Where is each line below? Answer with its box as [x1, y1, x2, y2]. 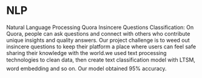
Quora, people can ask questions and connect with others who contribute [6, 30, 190, 37]
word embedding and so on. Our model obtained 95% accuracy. [6, 65, 167, 72]
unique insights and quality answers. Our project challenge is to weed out [6, 36, 190, 44]
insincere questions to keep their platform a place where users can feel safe [6, 43, 196, 50]
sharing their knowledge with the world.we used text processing [6, 49, 167, 56]
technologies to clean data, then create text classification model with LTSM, [6, 56, 196, 63]
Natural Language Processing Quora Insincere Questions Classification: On [6, 24, 194, 31]
